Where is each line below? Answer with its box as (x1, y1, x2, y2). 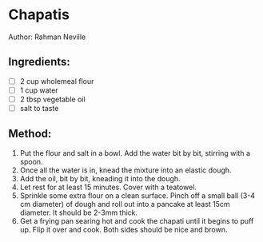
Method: (8, 127, 52, 141)
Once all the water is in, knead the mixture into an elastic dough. (19, 165, 232, 175)
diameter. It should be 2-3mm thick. (19, 208, 138, 217)
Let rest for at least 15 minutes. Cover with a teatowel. (19, 182, 197, 192)
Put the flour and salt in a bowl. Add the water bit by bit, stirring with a (19, 148, 250, 157)
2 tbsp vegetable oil (19, 94, 86, 104)
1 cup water (19, 85, 58, 95)
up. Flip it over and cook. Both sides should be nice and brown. (19, 224, 228, 234)
